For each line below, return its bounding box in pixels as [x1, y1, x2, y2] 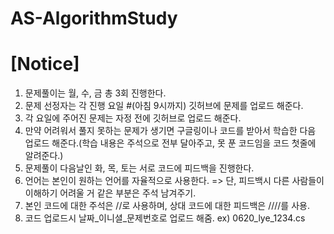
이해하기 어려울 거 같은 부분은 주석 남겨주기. [24, 187, 197, 199]
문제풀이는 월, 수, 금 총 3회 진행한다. [24, 87, 167, 99]
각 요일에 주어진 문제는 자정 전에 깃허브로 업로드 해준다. [24, 112, 242, 124]
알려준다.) [24, 150, 64, 162]
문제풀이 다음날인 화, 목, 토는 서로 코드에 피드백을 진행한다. [24, 162, 255, 174]
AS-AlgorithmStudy [10, 7, 178, 30]
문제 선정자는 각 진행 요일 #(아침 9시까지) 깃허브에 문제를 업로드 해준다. [24, 100, 304, 112]
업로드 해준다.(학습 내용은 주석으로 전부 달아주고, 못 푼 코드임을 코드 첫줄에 [24, 137, 317, 149]
